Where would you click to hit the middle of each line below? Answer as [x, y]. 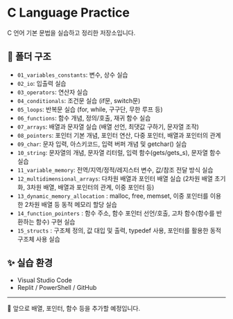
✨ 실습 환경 [30, 263]
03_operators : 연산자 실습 [53, 92]
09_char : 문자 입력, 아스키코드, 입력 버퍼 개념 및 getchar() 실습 [102, 144]
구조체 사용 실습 [38, 239]
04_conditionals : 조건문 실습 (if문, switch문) [79, 100]
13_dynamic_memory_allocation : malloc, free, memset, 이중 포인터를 [113, 196]
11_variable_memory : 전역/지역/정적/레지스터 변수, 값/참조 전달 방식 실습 [115, 170]
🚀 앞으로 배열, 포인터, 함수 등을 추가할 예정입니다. [74, 308]
